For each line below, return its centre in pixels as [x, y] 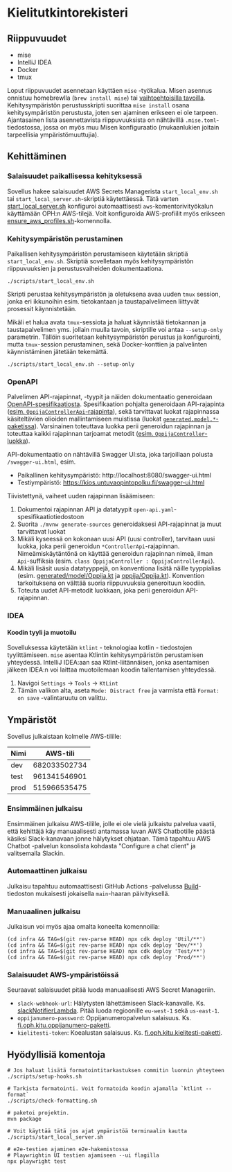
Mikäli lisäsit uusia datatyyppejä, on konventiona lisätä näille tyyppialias [119, 568]
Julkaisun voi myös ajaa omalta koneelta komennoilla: [84, 927]
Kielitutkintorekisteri [68, 13]
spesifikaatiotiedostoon [51, 517]
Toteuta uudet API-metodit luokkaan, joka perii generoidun [101, 591]
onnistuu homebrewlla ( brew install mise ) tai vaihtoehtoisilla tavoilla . [106, 98]
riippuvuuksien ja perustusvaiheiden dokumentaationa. [86, 268]
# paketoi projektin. [38, 1113]
